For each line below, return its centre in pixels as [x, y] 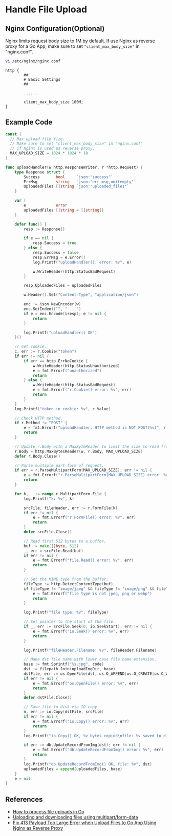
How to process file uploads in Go [48, 812]
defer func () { [31, 224]
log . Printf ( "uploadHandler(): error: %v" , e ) [82, 262]
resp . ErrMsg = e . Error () [59, 257]
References [24, 799]
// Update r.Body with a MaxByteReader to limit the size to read [87, 446]
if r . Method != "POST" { [41, 423]
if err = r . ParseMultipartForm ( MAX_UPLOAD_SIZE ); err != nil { [83, 470]
